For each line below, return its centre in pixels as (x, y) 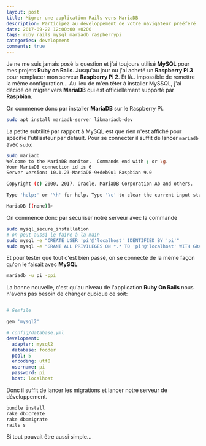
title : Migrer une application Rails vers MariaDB (72, 18)
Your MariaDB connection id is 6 (49, 167)
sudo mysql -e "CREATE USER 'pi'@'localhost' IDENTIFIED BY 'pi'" (93, 240)
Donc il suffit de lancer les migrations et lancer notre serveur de (87, 390)
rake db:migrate (27, 419)
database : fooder (34, 350)
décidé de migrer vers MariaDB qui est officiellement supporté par (90, 90)
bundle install (26, 408)
